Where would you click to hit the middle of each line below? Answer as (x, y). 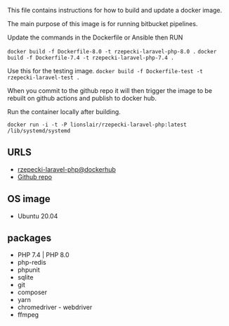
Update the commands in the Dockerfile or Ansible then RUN (95, 37)
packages (29, 238)
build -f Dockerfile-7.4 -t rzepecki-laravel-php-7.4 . (91, 58)
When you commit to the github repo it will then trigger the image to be (110, 90)
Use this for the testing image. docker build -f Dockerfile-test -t (105, 71)
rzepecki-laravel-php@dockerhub (66, 169)
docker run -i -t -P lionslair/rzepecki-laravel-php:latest (97, 125)
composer (32, 292)
